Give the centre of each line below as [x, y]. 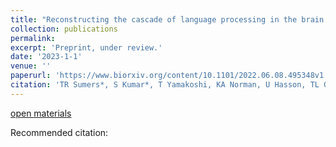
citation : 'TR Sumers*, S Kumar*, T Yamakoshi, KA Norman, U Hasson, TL [165, 85]
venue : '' [31, 66]
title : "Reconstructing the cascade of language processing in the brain [167, 19]
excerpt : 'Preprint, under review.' [86, 47]
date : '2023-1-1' [46, 57]
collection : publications [64, 29]
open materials [41, 113]
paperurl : [31, 76]
